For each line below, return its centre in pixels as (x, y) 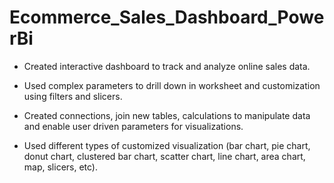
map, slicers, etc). (61, 167)
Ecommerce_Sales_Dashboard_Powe (167, 17)
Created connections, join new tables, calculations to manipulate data (167, 115)
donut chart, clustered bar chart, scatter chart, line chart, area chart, (164, 156)
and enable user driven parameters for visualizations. (133, 126)
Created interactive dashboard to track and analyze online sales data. (167, 66)
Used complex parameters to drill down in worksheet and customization (172, 85)
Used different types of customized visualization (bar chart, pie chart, (167, 145)
